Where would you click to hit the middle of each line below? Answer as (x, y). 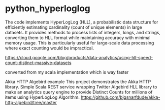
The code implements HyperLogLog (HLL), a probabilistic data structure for (82, 22)
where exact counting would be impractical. (49, 48)
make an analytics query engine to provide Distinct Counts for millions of (79, 92)
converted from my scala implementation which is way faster (67, 72)
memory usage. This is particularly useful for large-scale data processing (80, 43)
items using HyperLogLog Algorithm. (42, 97)
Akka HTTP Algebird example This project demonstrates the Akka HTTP (78, 82)
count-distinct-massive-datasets (38, 63)
